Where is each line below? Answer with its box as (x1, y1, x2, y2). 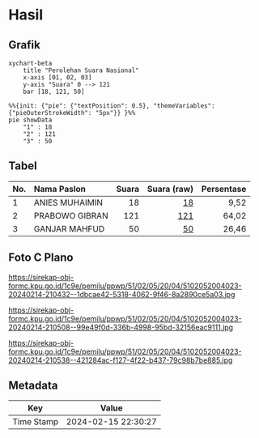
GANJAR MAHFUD (33, 223, 105, 234)
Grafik (8, 38, 40, 52)
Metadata (8, 379, 58, 393)
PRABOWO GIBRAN (33, 210, 108, 221)
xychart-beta (8, 59, 53, 67)
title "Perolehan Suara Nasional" (23, 66, 139, 74)
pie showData (8, 116, 53, 124)
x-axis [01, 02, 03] (23, 74, 92, 82)
